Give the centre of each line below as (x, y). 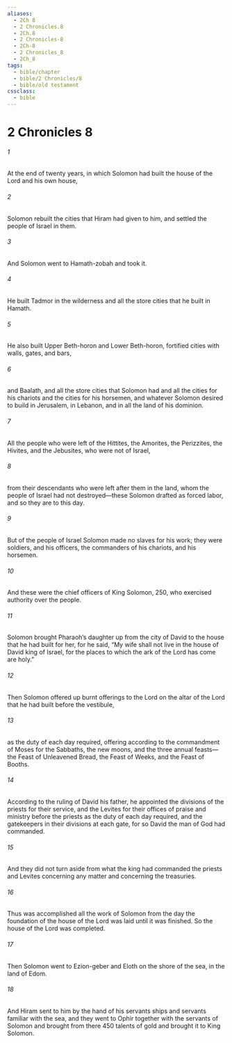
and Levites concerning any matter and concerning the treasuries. (102, 876)
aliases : (20, 14)
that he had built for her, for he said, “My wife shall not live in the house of (113, 645)
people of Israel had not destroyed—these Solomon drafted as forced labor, (115, 495)
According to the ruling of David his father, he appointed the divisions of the (116, 802)
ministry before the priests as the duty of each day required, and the (105, 817)
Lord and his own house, (42, 181)
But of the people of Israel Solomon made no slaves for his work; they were (115, 540)
